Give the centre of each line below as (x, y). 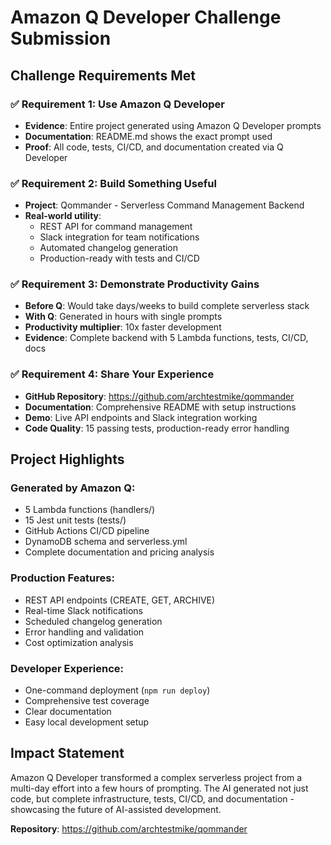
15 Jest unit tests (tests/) (75, 520)
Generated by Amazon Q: (73, 488)
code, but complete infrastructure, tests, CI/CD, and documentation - (152, 798)
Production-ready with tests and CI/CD (119, 258)
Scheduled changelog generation (93, 621)
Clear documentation (68, 712)
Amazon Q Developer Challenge (146, 17)
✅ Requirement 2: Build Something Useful (113, 183)
